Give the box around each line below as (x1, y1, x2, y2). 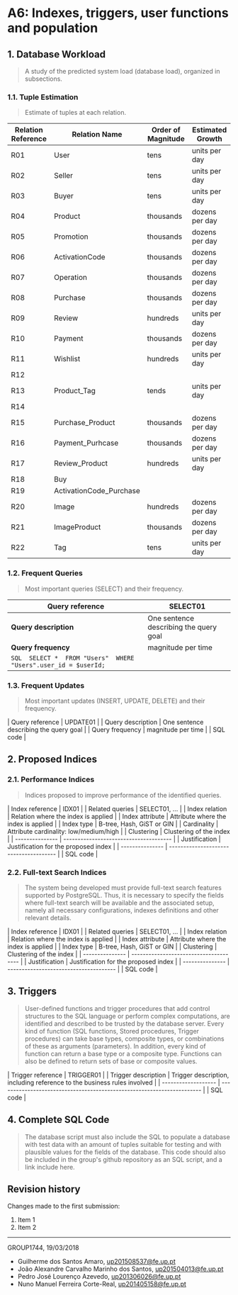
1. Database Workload (7, 48, 106, 60)
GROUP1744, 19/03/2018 (7, 1243, 79, 1252)
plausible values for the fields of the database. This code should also (24, 1148, 226, 1156)
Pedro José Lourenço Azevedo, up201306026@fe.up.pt (17, 1272, 181, 1281)
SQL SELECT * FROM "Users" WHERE (11, 654, 135, 662)
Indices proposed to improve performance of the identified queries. (24, 791, 222, 799)
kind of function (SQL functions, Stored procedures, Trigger (24, 1027, 200, 1035)
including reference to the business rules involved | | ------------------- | (7, 1078, 221, 1087)
